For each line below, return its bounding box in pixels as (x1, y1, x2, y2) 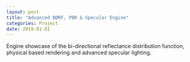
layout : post (6, 9, 39, 15)
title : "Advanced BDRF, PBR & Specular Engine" (6, 15, 129, 21)
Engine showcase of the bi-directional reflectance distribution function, (6, 43, 185, 50)
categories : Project (6, 20, 59, 26)
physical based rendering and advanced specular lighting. (6, 49, 152, 57)
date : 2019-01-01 (6, 26, 50, 32)
